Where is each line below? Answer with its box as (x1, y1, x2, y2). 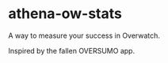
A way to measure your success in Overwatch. (8, 31, 161, 40)
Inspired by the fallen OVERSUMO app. (8, 46, 136, 55)
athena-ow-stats (8, 5, 123, 23)
